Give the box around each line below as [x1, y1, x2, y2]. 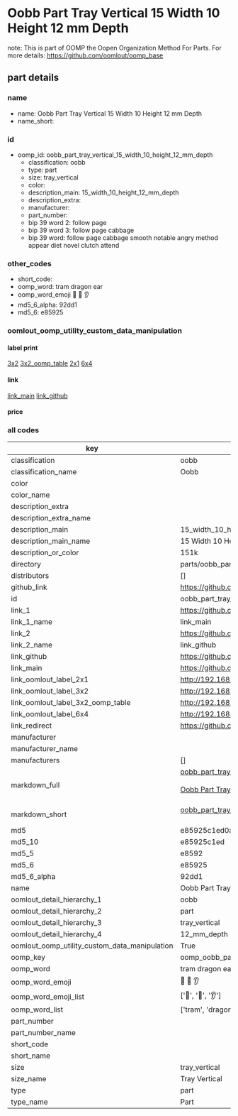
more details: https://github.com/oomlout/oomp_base [7, 51, 164, 60]
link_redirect [11, 721, 52, 731]
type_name [11, 1097, 48, 1107]
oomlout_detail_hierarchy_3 [11, 918, 102, 928]
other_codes [7, 258, 52, 268]
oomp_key [11, 953, 46, 963]
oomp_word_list [11, 1005, 64, 1014]
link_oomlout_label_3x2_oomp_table [11, 698, 131, 708]
